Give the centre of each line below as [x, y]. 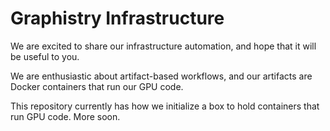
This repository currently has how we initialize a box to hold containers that [165, 106]
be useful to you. [45, 56]
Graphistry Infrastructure [117, 18]
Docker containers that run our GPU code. [97, 86]
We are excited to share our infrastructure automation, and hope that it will [163, 46]
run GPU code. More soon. [65, 116]
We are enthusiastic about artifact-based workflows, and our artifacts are [161, 76]
